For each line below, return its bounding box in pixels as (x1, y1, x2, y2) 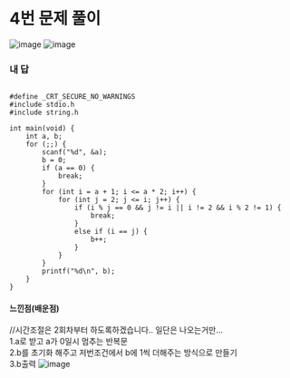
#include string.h (9, 108, 79, 118)
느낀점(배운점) (9, 303, 60, 314)
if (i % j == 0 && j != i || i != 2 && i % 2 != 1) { (73, 203, 282, 213)
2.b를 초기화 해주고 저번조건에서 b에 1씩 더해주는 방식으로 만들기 (9, 347, 237, 358)
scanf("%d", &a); (42, 148, 107, 157)
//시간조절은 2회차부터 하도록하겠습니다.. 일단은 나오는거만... (9, 325, 224, 335)
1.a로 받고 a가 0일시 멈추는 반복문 (9, 336, 129, 347)
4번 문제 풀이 (9, 8, 101, 29)
